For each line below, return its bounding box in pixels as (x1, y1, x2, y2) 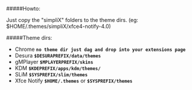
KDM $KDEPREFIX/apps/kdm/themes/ (14, 65, 101, 72)
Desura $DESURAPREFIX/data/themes (14, 52, 101, 59)
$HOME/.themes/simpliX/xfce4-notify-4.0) (6, 23, 112, 30)
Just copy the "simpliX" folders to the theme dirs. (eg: (6, 17, 138, 23)
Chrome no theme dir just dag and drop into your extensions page (14, 46, 186, 53)
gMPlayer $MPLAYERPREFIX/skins (14, 59, 94, 65)
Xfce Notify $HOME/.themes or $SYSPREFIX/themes (14, 77, 133, 84)
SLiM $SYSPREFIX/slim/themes (14, 71, 88, 78)
